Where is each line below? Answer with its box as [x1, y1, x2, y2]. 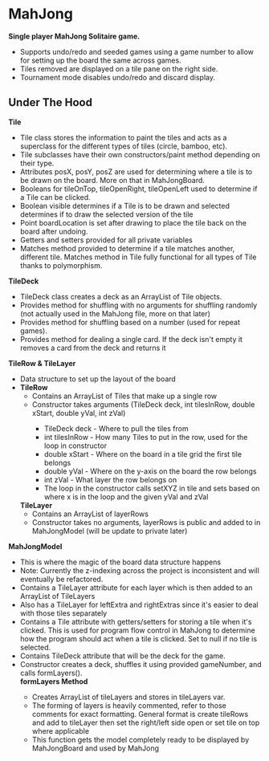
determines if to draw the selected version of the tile [19, 210, 194, 219]
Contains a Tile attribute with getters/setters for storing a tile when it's [19, 617, 252, 626]
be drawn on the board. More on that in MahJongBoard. [19, 175, 205, 185]
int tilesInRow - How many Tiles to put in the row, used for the [43, 432, 248, 442]
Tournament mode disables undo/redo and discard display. [19, 72, 215, 82]
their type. [19, 158, 55, 168]
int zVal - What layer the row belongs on [43, 474, 177, 484]
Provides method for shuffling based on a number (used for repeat [19, 317, 241, 327]
